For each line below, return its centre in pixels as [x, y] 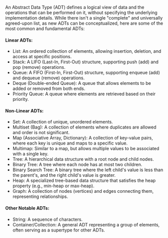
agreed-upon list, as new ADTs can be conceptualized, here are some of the [84, 23]
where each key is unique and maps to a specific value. [70, 143]
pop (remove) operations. [39, 67]
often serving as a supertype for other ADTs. [59, 230]
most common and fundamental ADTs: [45, 29]
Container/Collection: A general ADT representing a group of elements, [86, 224]
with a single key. [30, 154]
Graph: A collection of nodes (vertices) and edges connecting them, [83, 191]
